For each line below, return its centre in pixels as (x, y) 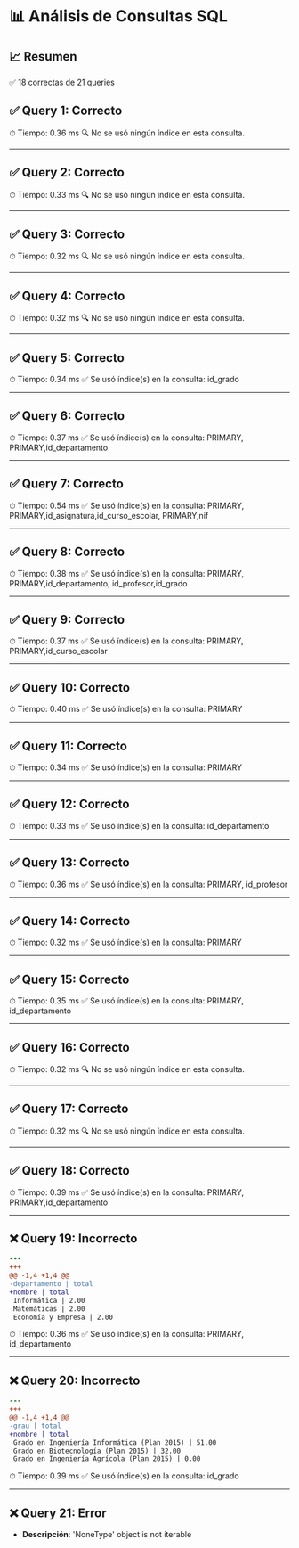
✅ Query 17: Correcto (69, 1109)
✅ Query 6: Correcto (67, 416)
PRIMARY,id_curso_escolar (59, 651)
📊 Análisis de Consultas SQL (119, 16)
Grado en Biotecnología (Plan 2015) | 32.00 (97, 1451)
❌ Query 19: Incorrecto (73, 1239)
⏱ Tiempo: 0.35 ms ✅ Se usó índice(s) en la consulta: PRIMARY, (127, 1001)
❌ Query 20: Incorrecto (75, 1380)
